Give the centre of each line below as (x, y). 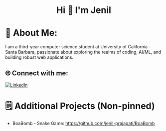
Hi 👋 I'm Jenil (84, 10)
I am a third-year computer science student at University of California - (78, 47)
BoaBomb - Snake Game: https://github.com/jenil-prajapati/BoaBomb (83, 123)
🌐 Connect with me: (37, 73)
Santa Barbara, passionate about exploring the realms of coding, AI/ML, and (83, 52)
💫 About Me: (31, 33)
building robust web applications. (39, 57)
